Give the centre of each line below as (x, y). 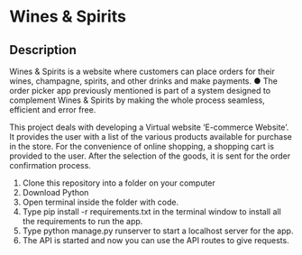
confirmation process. (50, 165)
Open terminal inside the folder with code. (101, 202)
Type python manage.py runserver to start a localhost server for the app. (158, 231)
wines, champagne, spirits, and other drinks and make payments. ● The (143, 81)
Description (43, 50)
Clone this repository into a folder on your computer (119, 183)
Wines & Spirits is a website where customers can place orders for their (142, 71)
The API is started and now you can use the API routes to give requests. (156, 240)
